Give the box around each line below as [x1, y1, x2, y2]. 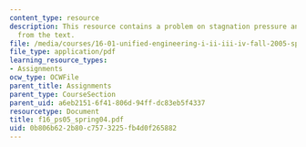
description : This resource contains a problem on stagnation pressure [9, 22, 287, 31]
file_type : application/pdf [9, 47, 117, 57]
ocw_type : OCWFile [9, 73, 79, 82]
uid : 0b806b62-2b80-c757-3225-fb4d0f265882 [9, 124, 178, 133]
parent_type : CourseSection [9, 89, 117, 99]
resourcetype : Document [9, 107, 100, 116]
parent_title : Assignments [9, 81, 112, 90]
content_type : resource [9, 13, 100, 23]
